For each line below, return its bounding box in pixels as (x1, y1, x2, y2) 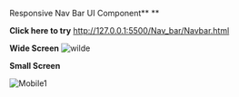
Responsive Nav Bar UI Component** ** (9, 8, 160, 18)
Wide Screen (9, 43, 59, 53)
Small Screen (9, 61, 61, 71)
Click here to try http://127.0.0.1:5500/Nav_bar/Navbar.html (9, 25, 230, 35)
